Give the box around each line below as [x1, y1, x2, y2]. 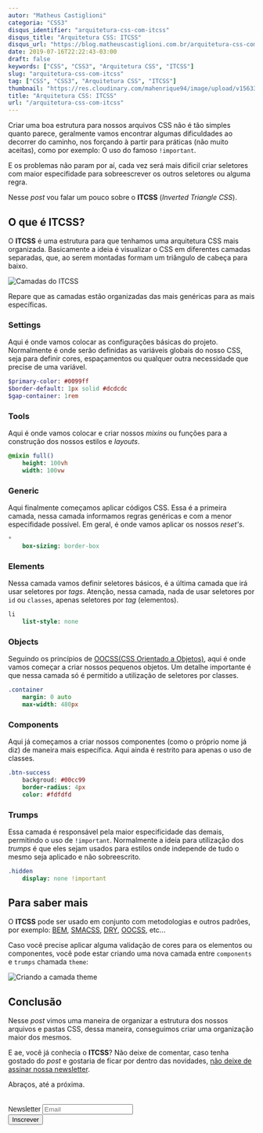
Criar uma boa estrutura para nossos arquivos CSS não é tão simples [8, 121, 231, 130]
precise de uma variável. [8, 362, 88, 372]
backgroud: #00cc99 [22, 776, 86, 784]
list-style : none [22, 618, 79, 625]
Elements [8, 560, 45, 571]
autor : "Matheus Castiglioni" [8, 11, 107, 20]
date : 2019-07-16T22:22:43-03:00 [8, 48, 117, 56]
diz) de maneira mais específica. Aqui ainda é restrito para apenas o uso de [8, 745, 252, 755]
